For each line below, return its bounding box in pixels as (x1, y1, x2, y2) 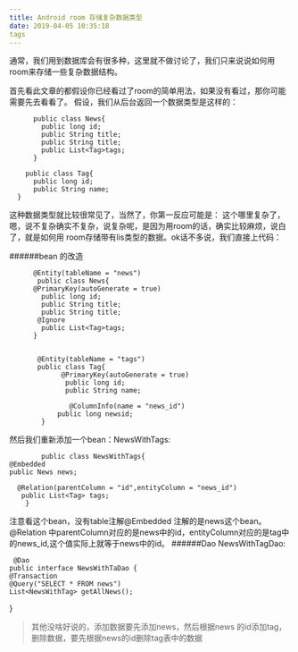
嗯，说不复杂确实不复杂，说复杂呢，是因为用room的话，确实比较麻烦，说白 (9, 221, 287, 232)
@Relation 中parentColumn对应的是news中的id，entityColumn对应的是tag (9, 527, 282, 538)
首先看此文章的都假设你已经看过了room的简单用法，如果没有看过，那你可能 (9, 86, 287, 97)
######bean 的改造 (9, 251, 84, 262)
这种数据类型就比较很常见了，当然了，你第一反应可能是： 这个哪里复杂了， (9, 209, 286, 220)
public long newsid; (56, 410, 134, 419)
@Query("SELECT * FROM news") (9, 580, 122, 588)
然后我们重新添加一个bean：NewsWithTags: (9, 435, 171, 445)
